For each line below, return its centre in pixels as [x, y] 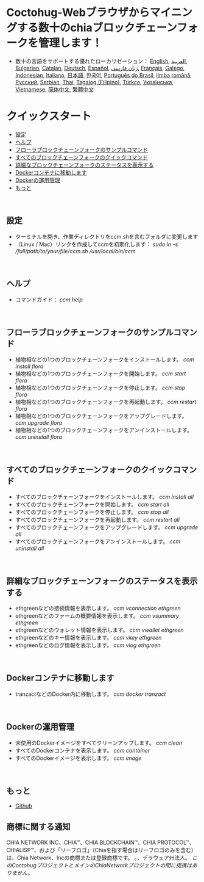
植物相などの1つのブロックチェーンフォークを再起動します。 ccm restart [106, 402]
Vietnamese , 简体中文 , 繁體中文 [55, 89]
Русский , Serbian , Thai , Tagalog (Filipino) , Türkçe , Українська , [94, 82]
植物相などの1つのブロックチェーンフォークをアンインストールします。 [104, 430]
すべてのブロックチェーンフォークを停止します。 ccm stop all [92, 512]
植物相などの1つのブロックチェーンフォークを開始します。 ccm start [100, 374]
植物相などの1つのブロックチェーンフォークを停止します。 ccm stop [100, 388]
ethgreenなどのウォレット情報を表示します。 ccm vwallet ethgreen [99, 630]
